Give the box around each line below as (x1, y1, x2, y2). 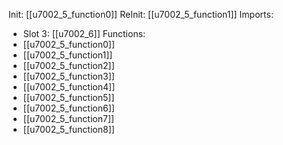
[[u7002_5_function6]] (22, 102, 115, 114)
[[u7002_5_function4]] (22, 81, 116, 93)
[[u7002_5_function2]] (22, 60, 115, 71)
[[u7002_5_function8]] (22, 124, 115, 135)
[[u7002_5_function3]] (22, 70, 115, 82)
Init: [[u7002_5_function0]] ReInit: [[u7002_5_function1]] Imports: (8, 9, 274, 20)
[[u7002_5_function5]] (22, 92, 115, 103)
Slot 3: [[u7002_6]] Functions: (22, 28, 146, 39)
